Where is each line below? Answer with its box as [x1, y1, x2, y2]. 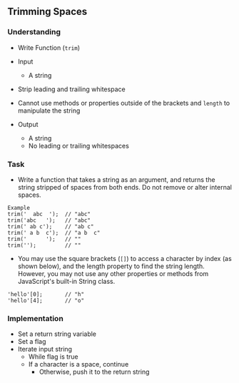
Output [17, 120, 39, 128]
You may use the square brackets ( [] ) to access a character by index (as [17, 254, 232, 262]
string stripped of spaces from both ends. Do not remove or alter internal [17, 183, 232, 191]
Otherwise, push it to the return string [39, 367, 150, 377]
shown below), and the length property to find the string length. [17, 262, 205, 270]
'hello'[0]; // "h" [7, 290, 84, 298]
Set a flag [17, 337, 46, 346]
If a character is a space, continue [28, 360, 129, 369]
